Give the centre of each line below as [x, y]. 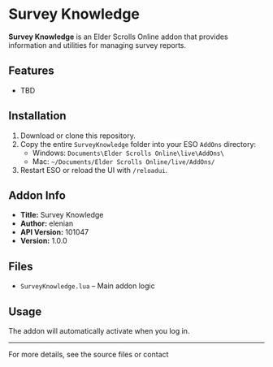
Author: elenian [47, 223]
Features [31, 71]
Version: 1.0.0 [43, 241]
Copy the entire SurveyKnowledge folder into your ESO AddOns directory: [138, 144]
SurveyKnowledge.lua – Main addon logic [88, 286]
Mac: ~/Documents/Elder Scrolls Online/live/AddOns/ [123, 161]
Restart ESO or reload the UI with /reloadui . [94, 170]
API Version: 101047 [54, 232]
